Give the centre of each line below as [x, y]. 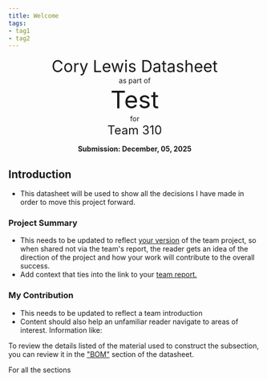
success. [35, 266]
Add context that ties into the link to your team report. [109, 275]
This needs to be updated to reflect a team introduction [111, 313]
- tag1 [19, 31]
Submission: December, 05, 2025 [135, 149]
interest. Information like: [61, 330]
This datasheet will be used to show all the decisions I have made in [132, 194]
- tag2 [19, 38]
